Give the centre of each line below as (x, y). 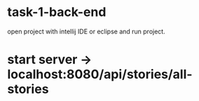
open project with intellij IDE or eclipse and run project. (87, 31)
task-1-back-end (57, 12)
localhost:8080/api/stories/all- (100, 75)
